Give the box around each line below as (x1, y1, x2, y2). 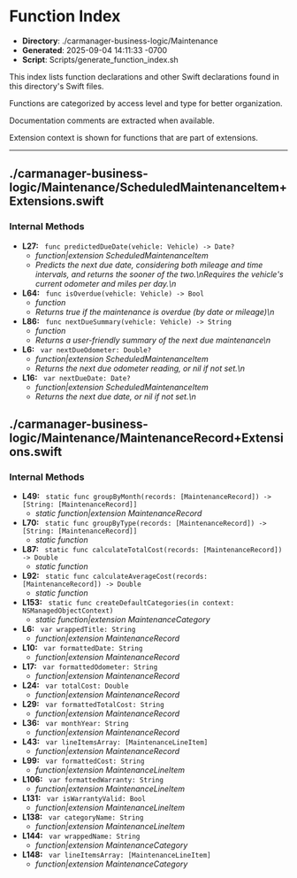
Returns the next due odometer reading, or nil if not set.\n (34, 363, 246, 374)
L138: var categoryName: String (21, 812, 144, 822)
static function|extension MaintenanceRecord (34, 508, 202, 519)
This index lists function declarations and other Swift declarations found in (9, 71, 280, 81)
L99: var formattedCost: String (21, 755, 145, 766)
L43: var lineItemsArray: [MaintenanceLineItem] (21, 736, 209, 747)
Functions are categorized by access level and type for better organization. (9, 97, 283, 108)
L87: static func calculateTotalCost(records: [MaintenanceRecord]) (21, 544, 283, 555)
